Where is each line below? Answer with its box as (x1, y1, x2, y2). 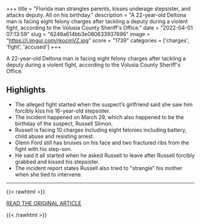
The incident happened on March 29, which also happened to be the (14, 113, 184, 120)
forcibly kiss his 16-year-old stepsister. (14, 107, 111, 114)
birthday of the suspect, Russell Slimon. (14, 120, 113, 127)
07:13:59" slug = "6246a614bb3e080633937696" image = (6, 31, 151, 38)
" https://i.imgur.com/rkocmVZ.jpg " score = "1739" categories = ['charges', (6, 37, 190, 44)
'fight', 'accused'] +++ (6, 43, 62, 50)
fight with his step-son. (14, 145, 72, 152)
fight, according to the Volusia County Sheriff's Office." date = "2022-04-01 (6, 24, 193, 31)
